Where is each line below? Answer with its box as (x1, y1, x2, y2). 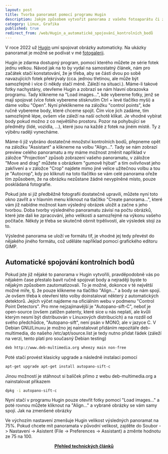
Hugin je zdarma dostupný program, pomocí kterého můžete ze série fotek (5, 60, 159, 65)
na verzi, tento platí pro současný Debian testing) (5, 335, 106, 342)
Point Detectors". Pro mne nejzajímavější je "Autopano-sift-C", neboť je (5, 303, 151, 309)
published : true (5, 26, 39, 31)
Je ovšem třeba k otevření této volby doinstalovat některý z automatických (5, 292, 159, 299)
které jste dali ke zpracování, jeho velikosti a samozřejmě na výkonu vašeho (5, 212, 161, 218)
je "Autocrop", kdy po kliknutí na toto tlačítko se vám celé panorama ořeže (5, 171, 157, 176)
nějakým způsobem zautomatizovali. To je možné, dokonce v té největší (5, 282, 153, 288)
